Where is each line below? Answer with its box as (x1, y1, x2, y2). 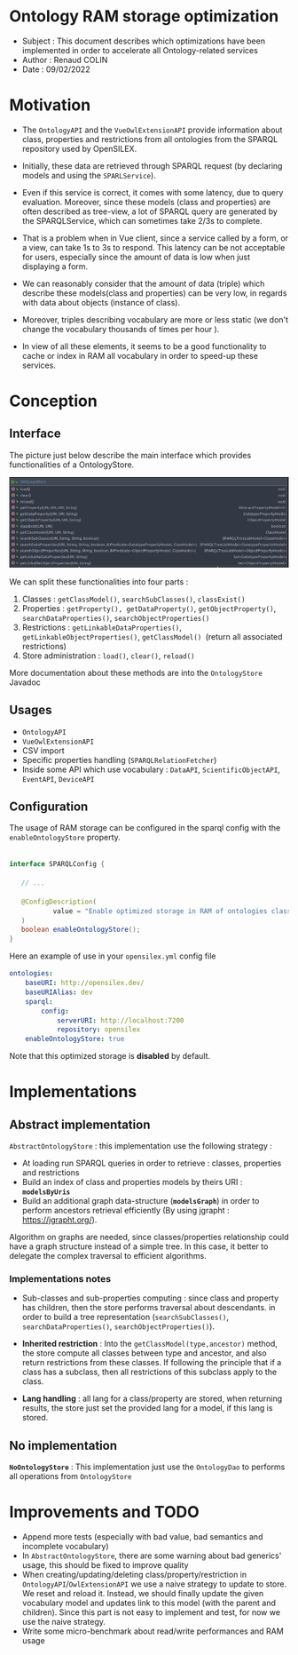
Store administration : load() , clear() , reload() (21, 650, 195, 661)
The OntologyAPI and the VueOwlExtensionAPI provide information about (21, 124, 283, 135)
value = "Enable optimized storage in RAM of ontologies (52, 906, 268, 916)
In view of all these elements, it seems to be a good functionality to (21, 340, 267, 352)
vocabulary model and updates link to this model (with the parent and (21, 1597, 277, 1609)
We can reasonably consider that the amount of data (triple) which (21, 278, 265, 289)
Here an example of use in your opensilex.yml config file (9, 951, 216, 961)
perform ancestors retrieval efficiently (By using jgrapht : (21, 1205, 230, 1216)
